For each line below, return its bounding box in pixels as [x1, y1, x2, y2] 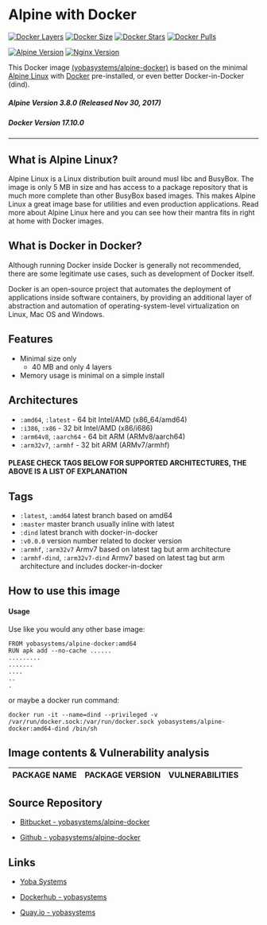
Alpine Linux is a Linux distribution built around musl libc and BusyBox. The [8, 174, 254, 184]
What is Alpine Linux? [8, 153, 118, 166]
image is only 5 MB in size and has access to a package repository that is [8, 183, 249, 192]
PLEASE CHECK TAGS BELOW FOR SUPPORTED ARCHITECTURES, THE [8, 459, 247, 468]
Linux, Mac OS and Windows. [8, 309, 105, 319]
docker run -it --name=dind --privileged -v [8, 710, 158, 718]
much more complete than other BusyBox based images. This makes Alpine [8, 191, 256, 200]
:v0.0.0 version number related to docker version [19, 536, 183, 545]
